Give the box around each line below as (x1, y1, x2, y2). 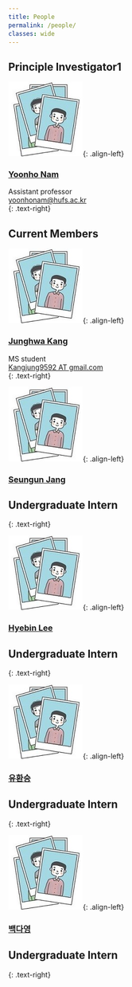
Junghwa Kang (8, 335, 68, 347)
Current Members (8, 227, 99, 241)
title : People (8, 13, 56, 21)
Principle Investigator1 (8, 60, 122, 73)
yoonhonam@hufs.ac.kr (8, 195, 87, 205)
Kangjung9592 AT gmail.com (8, 362, 103, 372)
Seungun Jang (8, 474, 66, 485)
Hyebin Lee (8, 622, 53, 633)
